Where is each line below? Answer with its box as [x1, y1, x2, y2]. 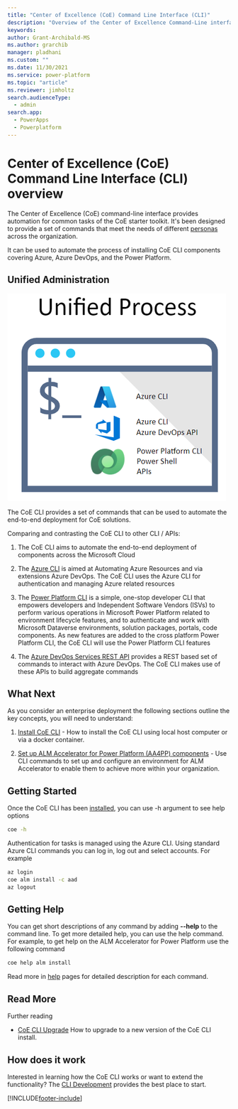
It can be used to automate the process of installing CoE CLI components [7, 245, 221, 254]
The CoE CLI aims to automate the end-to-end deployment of [17, 542, 197, 551]
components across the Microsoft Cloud [17, 550, 136, 559]
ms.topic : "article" [7, 79, 69, 86]
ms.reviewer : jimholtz [7, 86, 74, 94]
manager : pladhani [7, 49, 62, 56]
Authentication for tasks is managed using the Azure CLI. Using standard [7, 839, 220, 847]
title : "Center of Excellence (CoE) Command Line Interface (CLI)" [7, 11, 211, 18]
